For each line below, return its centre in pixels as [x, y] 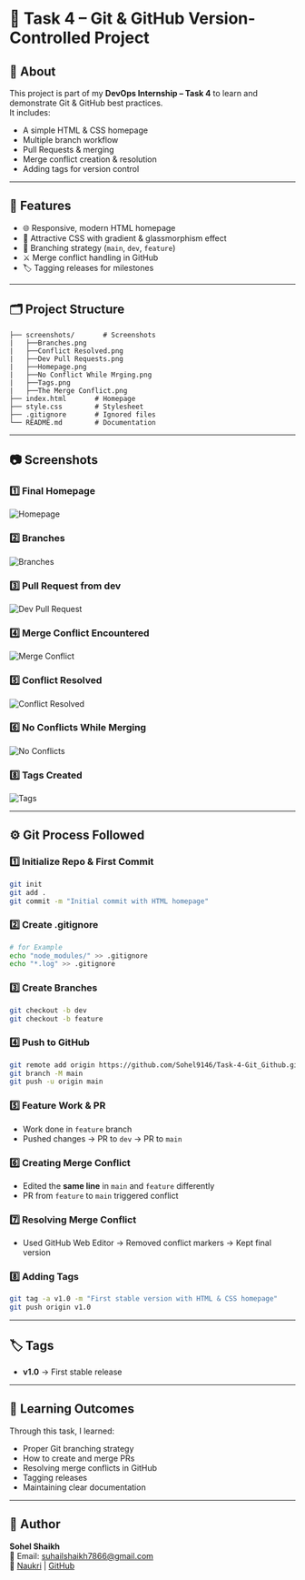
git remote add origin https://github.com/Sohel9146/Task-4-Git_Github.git [156, 1065]
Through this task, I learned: [62, 1431]
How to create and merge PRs [79, 1458]
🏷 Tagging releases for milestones [88, 267]
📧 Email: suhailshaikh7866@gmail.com [82, 1555]
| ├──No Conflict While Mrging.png [81, 375]
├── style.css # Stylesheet [77, 407]
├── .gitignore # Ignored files [83, 414]
